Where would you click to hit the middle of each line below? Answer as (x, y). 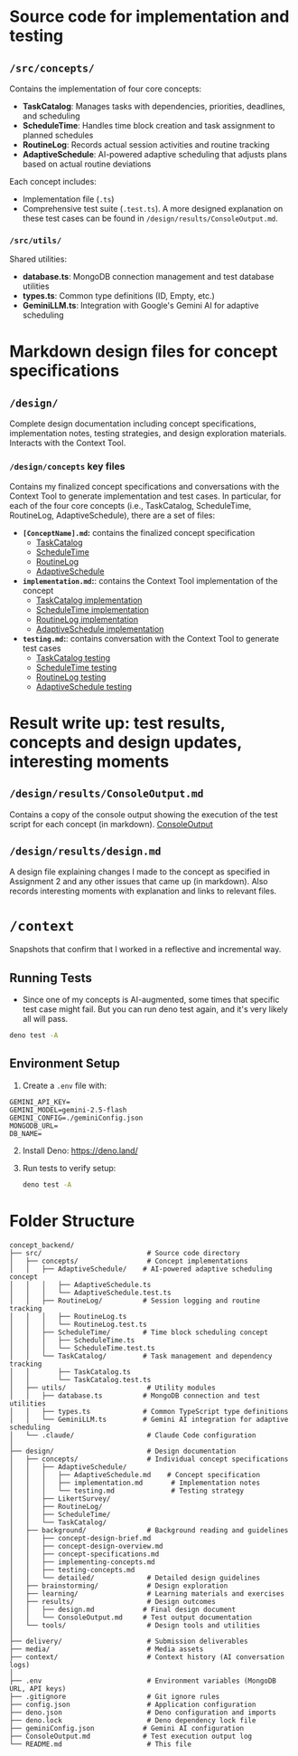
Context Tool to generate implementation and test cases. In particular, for (145, 496)
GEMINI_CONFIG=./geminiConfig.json (76, 1118)
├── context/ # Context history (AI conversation (147, 1657)
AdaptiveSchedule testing (84, 686)
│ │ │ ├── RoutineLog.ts (68, 1316)
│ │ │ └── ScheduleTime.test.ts (82, 1348)
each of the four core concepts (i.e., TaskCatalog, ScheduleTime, (130, 505)
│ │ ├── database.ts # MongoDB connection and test (135, 1396)
